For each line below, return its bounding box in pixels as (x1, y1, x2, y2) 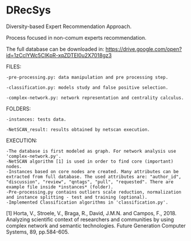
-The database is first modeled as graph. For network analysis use (6, 148, 176, 154)
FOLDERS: (6, 105, 31, 112)
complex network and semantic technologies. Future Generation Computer (6, 222, 186, 229)
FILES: (6, 63, 22, 70)
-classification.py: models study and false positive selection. (6, 84, 168, 91)
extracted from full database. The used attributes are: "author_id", (6, 174, 182, 180)
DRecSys (6, 4, 51, 17)
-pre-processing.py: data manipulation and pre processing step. (6, 74, 168, 80)
